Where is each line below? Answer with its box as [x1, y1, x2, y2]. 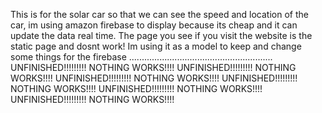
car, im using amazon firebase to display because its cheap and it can [10, 19, 298, 31]
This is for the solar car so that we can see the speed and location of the [10, 9, 309, 20]
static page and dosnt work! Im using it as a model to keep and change [10, 40, 302, 52]
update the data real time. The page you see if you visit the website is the [10, 30, 313, 41]
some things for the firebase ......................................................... [10, 51, 273, 63]
